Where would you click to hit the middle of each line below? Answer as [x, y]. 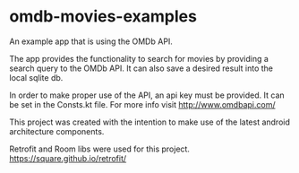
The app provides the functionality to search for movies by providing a [139, 58]
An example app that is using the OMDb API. [91, 41]
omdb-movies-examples [103, 17]
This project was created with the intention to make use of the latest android [150, 122]
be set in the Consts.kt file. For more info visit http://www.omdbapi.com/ [142, 104]
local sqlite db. [36, 77]
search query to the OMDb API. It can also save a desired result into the [141, 68]
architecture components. [57, 131]
